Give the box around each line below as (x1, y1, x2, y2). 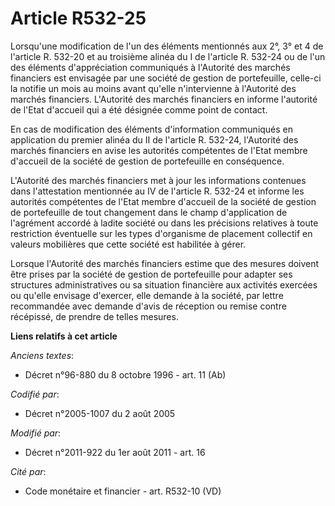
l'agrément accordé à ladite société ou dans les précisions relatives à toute (10, 217, 319, 229)
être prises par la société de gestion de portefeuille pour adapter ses (10, 268, 293, 280)
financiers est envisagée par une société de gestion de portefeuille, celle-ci (10, 72, 322, 84)
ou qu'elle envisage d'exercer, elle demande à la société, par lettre (10, 289, 284, 301)
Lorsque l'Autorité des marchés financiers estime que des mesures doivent (10, 257, 320, 269)
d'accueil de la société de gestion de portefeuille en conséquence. (10, 155, 285, 167)
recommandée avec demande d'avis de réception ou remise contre (10, 300, 287, 312)
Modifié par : (10, 427, 62, 439)
